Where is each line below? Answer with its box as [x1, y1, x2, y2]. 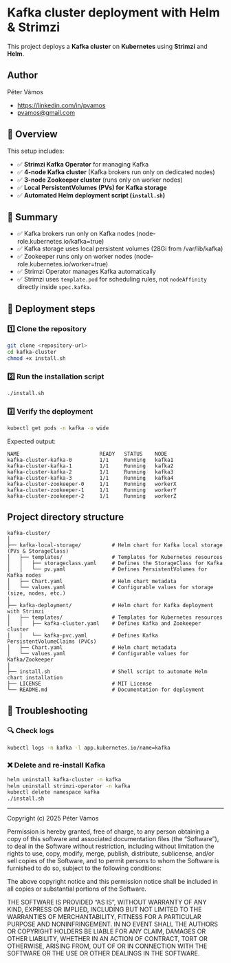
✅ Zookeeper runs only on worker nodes [16, 253, 133, 261]
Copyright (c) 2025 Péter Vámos [7, 814, 99, 823]
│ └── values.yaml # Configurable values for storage [7, 584, 214, 591]
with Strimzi [7, 608, 45, 615]
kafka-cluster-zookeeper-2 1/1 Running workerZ [7, 493, 177, 500]
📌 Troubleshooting [7, 705, 88, 717]
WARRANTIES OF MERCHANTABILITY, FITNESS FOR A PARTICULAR [7, 913, 201, 921]
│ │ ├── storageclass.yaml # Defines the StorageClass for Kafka [7, 560, 223, 567]
